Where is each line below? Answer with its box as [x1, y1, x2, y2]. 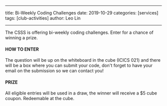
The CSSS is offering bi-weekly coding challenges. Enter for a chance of [5, 29, 154, 35]
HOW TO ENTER [5, 46, 39, 52]
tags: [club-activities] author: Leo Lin [5, 15, 81, 21]
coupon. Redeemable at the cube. [5, 96, 75, 102]
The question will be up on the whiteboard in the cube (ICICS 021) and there [5, 57, 161, 63]
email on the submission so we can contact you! [5, 68, 104, 74]
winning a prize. [5, 35, 38, 40]
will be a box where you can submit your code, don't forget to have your [5, 63, 153, 69]
